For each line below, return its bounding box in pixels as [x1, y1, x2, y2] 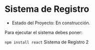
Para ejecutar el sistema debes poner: [4, 29, 83, 35]
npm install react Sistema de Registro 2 [4, 39, 89, 45]
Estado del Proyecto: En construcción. [11, 20, 91, 26]
